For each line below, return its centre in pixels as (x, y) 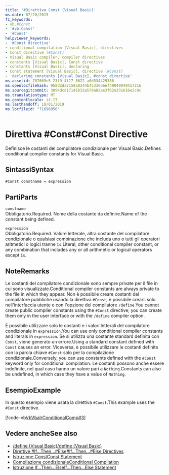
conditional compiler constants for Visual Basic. (55, 153)
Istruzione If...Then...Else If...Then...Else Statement (64, 467)
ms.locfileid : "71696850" (32, 109)
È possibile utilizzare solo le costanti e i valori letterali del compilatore (78, 326)
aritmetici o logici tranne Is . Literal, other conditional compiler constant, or (82, 244)
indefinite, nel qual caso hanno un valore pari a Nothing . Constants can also (83, 369)
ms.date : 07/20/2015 (27, 15)
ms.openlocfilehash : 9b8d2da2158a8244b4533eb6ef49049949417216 (73, 85)
